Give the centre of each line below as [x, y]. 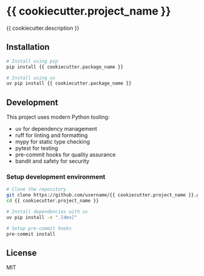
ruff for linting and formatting [51, 136]
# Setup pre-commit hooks [39, 228]
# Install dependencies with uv [47, 212]
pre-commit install [31, 234]
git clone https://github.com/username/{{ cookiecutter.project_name [96, 195]
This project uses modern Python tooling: [58, 117]
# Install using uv [31, 78]
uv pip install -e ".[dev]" [42, 217]
